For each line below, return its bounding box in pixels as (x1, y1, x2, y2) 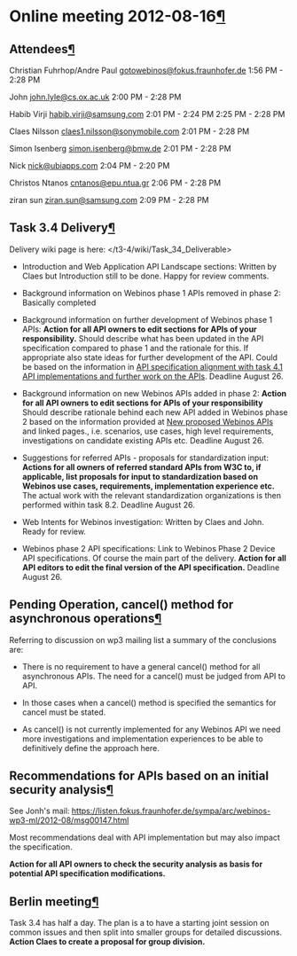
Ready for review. (21, 526, 87, 537)
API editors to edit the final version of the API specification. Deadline (21, 561, 280, 573)
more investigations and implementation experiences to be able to (21, 733, 263, 744)
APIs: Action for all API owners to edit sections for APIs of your (21, 324, 257, 334)
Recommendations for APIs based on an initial (9, 769, 269, 784)
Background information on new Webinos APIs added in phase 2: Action (21, 388, 286, 398)
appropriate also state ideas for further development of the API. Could (21, 352, 277, 363)
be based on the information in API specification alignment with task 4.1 (21, 361, 284, 372)
